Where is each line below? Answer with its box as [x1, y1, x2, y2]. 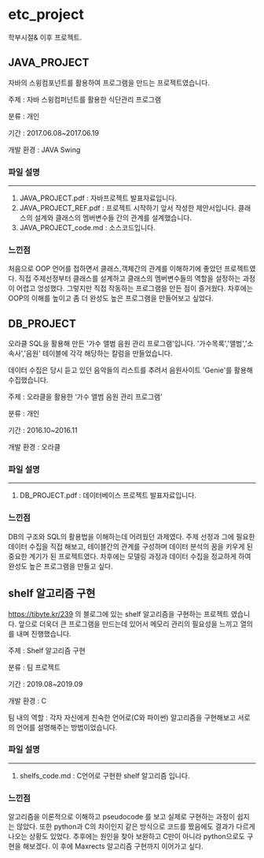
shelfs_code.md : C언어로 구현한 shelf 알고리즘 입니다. [19, 770, 190, 780]
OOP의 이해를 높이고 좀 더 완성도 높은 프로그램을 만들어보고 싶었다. [8, 293, 214, 303]
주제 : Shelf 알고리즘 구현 [8, 645, 86, 655]
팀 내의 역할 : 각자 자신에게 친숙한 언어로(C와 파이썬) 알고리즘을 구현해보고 [8, 712, 236, 722]
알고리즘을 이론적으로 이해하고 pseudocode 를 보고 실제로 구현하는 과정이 [8, 812, 236, 822]
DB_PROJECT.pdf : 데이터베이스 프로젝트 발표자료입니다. [19, 491, 196, 500]
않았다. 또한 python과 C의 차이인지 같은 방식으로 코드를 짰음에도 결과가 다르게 [16, 822, 255, 831]
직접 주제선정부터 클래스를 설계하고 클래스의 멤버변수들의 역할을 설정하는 [18, 274, 241, 283]
